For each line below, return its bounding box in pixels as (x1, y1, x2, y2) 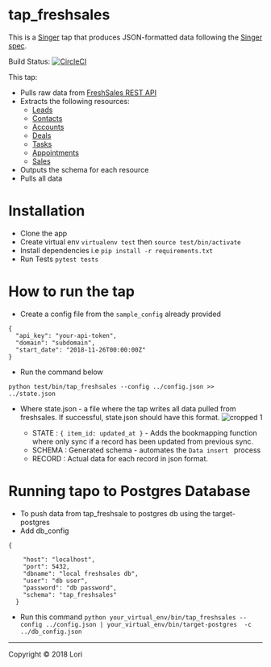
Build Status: (8, 56, 51, 66)
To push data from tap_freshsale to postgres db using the (19, 508, 211, 518)
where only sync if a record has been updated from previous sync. (31, 436, 254, 446)
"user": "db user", (23, 577, 89, 585)
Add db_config (19, 526, 69, 536)
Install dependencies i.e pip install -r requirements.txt (19, 245, 214, 255)
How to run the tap (8, 282, 135, 301)
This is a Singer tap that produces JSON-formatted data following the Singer (8, 32, 263, 42)
